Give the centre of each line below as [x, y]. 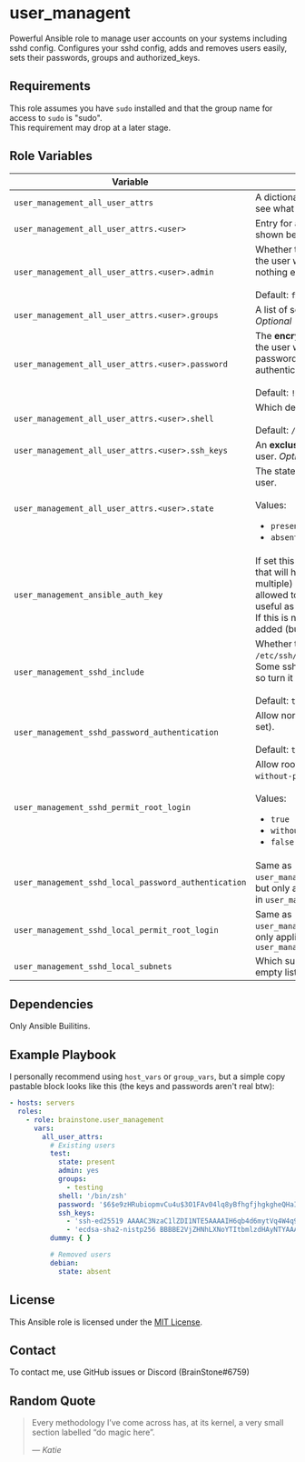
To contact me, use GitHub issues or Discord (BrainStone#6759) [129, 1372]
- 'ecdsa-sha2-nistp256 [111, 1230]
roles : [30, 1112]
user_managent [70, 13]
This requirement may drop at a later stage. [90, 127]
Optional [274, 321]
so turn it [274, 677]
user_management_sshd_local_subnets [93, 966]
